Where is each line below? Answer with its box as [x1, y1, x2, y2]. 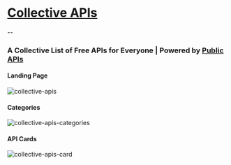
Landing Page [7, 71, 48, 80]
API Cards [7, 134, 37, 143]
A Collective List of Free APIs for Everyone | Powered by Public [7, 45, 224, 55]
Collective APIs [7, 5, 98, 21]
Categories [7, 103, 40, 111]
